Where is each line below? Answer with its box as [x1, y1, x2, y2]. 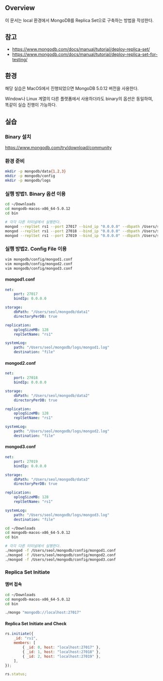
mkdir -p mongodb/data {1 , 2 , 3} [5, 169, 66, 174]
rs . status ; [5, 672, 27, 677]
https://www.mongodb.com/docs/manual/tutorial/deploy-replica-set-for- [12, 51, 158, 57]
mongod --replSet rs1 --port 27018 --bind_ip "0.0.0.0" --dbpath [5, 228, 140, 234]
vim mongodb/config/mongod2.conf [5, 261, 73, 266]
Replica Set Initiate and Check [5, 620, 67, 626]
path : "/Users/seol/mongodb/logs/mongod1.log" [14, 345, 110, 350]
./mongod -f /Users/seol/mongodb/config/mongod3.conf [5, 557, 116, 562]
